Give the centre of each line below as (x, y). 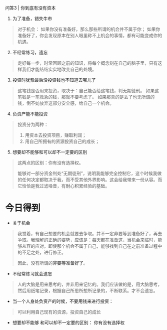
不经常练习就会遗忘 (32, 273)
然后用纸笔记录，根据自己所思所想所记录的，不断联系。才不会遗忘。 (87, 290)
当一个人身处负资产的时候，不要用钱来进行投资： (63, 301)
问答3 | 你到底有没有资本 (30, 8)
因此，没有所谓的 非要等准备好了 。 (52, 263)
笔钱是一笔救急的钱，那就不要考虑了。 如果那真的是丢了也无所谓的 (86, 97)
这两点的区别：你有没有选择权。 (50, 163)
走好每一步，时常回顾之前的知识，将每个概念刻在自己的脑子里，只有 (87, 63)
